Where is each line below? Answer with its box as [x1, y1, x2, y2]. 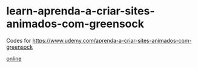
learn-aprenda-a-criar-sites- [6, 4, 156, 18]
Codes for [6, 37, 31, 44]
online [6, 55, 22, 62]
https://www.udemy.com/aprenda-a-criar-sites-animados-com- [32, 37, 192, 44]
